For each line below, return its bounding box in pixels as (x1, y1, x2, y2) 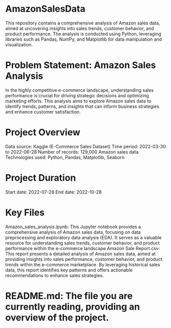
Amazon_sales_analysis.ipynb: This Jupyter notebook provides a (5, 224, 141, 230)
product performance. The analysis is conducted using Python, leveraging (5, 31, 162, 37)
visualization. (5, 41, 33, 47)
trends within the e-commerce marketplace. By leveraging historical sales (5, 261, 160, 267)
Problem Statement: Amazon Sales (5, 60, 156, 71)
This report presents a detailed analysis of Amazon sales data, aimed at (5, 251, 156, 257)
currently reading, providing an (5, 301, 140, 312)
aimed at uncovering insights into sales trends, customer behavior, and (5, 25, 154, 31)
